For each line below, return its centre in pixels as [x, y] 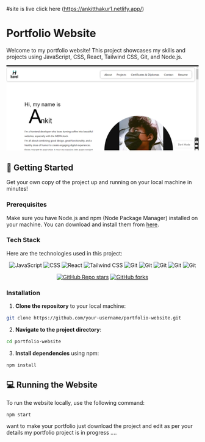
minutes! [17, 189]
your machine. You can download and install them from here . [83, 224]
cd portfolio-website [34, 341]
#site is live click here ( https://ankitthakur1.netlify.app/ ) [75, 9]
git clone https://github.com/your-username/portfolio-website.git [94, 318]
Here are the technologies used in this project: [65, 253]
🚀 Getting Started [40, 167]
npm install [21, 365]
